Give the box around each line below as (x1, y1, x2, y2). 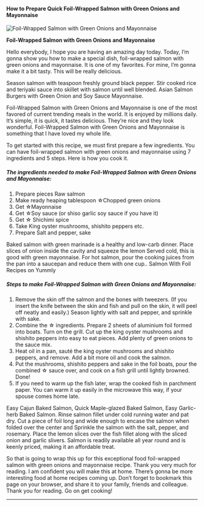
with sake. (15, 315, 41, 323)
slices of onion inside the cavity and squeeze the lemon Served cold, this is (6, 247, 195, 255)
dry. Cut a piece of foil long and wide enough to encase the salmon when (6, 417, 189, 425)
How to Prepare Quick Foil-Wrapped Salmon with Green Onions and (6, 5, 180, 12)
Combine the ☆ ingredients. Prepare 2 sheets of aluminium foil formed (15, 322, 192, 329)
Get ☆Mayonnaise (15, 203, 62, 211)
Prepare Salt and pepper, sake (15, 229, 91, 236)
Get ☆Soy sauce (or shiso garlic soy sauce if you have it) (15, 210, 159, 217)
